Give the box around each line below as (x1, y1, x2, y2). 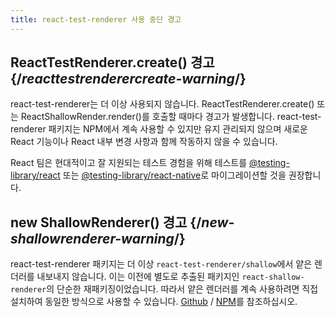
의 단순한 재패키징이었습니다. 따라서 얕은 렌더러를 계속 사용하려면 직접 (46, 283, 319, 295)
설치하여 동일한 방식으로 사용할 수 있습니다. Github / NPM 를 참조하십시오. (10, 296, 298, 308)
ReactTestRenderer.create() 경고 (10, 54, 215, 71)
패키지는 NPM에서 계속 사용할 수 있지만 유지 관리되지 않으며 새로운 (48, 123, 308, 135)
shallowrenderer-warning (10, 230, 175, 247)
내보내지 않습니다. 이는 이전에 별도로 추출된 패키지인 (36, 271, 240, 283)
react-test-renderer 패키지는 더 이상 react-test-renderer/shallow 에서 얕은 (10, 258, 313, 270)
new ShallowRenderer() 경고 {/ (10, 214, 202, 231)
